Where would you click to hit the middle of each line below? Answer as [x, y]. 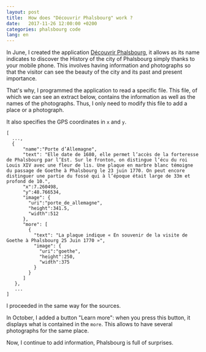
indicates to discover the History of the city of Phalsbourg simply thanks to [101, 59]
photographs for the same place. [48, 331]
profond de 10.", [29, 182]
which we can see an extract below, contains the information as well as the [101, 97]
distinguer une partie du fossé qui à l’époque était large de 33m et [98, 176]
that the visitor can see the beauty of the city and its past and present [94, 72]
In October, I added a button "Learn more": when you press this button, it [98, 318]
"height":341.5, [49, 209]
